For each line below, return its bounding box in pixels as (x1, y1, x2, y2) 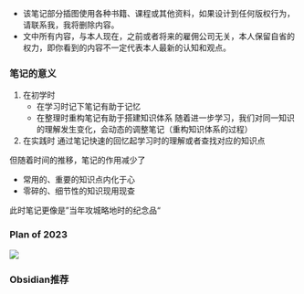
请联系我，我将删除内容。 (22, 19, 120, 30)
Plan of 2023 (9, 228, 68, 241)
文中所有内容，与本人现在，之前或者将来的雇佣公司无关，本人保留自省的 (22, 31, 295, 41)
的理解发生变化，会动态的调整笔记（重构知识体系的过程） (36, 124, 253, 135)
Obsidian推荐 (9, 273, 69, 286)
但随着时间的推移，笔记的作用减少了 (9, 154, 146, 166)
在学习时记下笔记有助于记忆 (36, 101, 142, 112)
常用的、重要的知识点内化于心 (22, 174, 135, 185)
